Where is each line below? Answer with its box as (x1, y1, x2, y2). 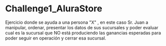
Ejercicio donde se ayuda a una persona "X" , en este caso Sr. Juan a (5, 19, 148, 25)
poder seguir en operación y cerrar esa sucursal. (5, 35, 106, 41)
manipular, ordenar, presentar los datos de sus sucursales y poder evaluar (5, 24, 159, 30)
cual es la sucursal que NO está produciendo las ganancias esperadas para (5, 30, 161, 36)
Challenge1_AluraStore (5, 3, 103, 14)
